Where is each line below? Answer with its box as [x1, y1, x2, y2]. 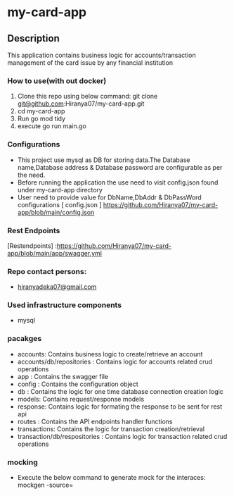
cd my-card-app [17, 107, 65, 116]
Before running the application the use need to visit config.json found [17, 178, 219, 187]
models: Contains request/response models [17, 395, 145, 403]
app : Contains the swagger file [17, 372, 109, 380]
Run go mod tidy [17, 114, 65, 123]
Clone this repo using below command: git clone [17, 92, 158, 101]
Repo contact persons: [7, 266, 87, 276]
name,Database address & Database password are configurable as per [17, 163, 223, 171]
